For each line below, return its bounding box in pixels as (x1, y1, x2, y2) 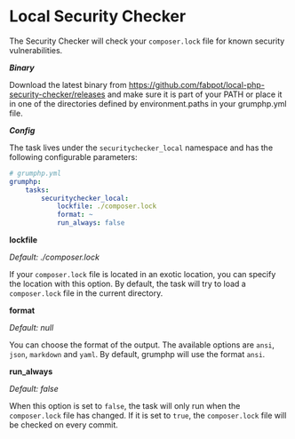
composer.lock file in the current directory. (9, 288, 163, 299)
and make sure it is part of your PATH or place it (107, 89, 283, 100)
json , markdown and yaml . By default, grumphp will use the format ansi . (9, 349, 266, 360)
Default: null (9, 323, 54, 333)
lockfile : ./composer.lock (56, 202, 157, 211)
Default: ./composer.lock (9, 251, 100, 263)
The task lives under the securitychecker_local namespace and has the (9, 142, 274, 153)
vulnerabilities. (9, 44, 63, 55)
